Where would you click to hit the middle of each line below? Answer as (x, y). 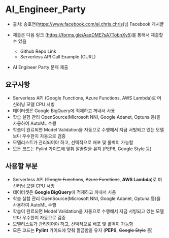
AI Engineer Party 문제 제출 (40, 67)
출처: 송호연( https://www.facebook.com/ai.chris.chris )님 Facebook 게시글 (88, 24)
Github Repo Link (38, 51)
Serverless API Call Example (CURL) (58, 56)
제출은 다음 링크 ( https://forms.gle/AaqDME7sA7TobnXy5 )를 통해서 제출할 (88, 35)
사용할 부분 (22, 166)
